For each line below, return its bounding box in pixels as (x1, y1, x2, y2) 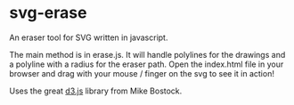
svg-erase (9, 3, 87, 23)
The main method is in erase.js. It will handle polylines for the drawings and (9, 49, 286, 60)
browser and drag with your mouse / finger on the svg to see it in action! (9, 68, 274, 78)
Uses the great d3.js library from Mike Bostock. (9, 85, 183, 96)
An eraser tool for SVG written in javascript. (9, 32, 168, 43)
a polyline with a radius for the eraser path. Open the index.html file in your (9, 59, 284, 69)
